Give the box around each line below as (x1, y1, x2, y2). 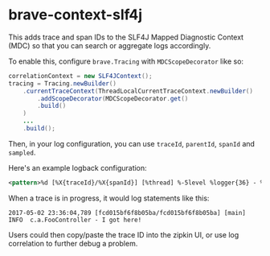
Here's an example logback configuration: (8, 163, 147, 172)
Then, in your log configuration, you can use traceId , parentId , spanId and (8, 138, 256, 148)
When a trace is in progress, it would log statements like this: (8, 193, 210, 203)
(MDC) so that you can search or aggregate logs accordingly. (8, 40, 211, 50)
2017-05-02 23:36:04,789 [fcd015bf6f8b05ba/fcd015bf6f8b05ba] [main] (8, 209, 247, 217)
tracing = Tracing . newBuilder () (8, 79, 117, 88)
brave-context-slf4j (8, 6, 143, 24)
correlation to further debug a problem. (8, 238, 138, 248)
